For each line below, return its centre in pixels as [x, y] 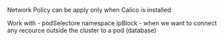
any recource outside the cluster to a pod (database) [82, 30]
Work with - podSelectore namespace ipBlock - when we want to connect [112, 23]
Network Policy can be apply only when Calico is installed [89, 10]
